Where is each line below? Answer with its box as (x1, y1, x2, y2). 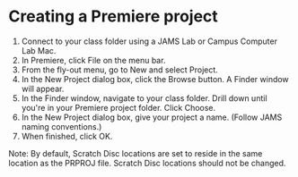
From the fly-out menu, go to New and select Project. (21, 64, 219, 75)
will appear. (21, 83, 65, 94)
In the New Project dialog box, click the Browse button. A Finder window (21, 73, 289, 84)
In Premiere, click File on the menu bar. (21, 55, 166, 65)
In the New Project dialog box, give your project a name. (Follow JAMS (21, 112, 283, 122)
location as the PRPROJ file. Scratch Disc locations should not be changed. (8, 157, 286, 168)
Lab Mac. (21, 45, 57, 55)
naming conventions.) (21, 121, 102, 131)
